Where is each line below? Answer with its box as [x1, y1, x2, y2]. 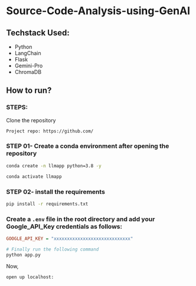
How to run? [6, 86, 52, 96]
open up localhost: [6, 274, 54, 280]
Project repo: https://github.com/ [6, 128, 94, 134]
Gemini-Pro [14, 62, 43, 69]
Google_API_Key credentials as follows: [6, 222, 123, 230]
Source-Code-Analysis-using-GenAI [6, 4, 191, 18]
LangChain [14, 50, 41, 57]
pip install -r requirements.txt [6, 201, 89, 207]
